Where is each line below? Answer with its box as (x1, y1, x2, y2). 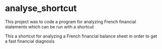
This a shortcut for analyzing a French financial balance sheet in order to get (5, 33, 157, 39)
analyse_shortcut (5, 3, 77, 14)
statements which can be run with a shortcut (5, 24, 94, 29)
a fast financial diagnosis (5, 38, 55, 44)
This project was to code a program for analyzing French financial (5, 19, 136, 24)
